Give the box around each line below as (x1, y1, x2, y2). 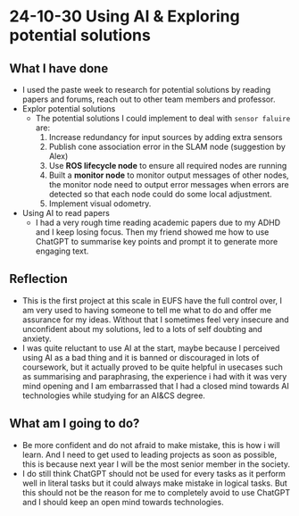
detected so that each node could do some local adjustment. (48, 189, 272, 199)
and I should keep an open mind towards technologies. (21, 496, 225, 507)
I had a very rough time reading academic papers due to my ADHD (35, 217, 281, 228)
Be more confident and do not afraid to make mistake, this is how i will (21, 439, 280, 450)
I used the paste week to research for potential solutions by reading (21, 85, 271, 95)
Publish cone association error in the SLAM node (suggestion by (48, 141, 286, 152)
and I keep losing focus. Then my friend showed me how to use (35, 227, 270, 237)
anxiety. (21, 333, 52, 344)
